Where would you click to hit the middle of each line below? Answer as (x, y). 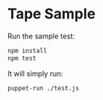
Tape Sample (51, 14)
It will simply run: (35, 74)
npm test (22, 58)
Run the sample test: (41, 36)
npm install (27, 50)
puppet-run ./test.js (44, 88)
